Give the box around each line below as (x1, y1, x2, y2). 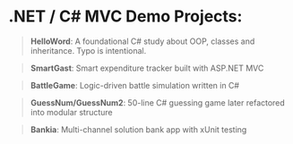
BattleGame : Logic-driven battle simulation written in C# (30, 80, 239, 90)
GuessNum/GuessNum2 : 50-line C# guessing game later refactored (30, 97, 286, 108)
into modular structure (30, 106, 113, 117)
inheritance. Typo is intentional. (30, 45, 147, 55)
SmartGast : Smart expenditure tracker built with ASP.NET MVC (30, 63, 264, 73)
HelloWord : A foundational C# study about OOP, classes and (30, 36, 255, 47)
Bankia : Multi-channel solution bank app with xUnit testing (30, 123, 247, 135)
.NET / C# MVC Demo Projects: (8, 6, 243, 27)
